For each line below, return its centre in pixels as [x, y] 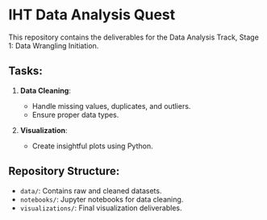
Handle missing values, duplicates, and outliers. [111, 106]
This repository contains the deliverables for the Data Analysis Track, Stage [134, 37]
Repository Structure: [64, 171]
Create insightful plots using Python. [92, 146]
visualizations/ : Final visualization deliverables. [101, 208]
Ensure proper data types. [75, 114]
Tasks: [25, 71]
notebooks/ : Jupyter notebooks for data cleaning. [102, 199]
